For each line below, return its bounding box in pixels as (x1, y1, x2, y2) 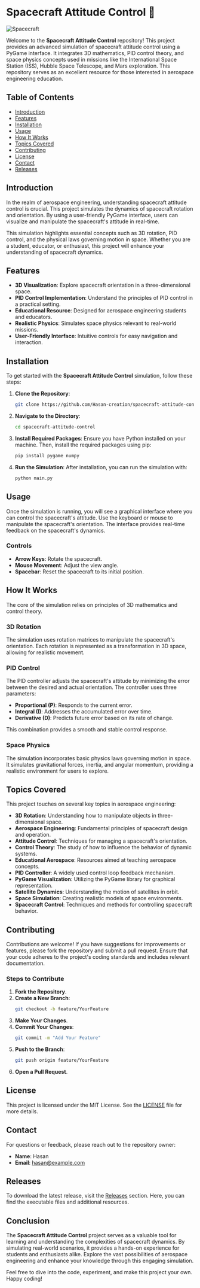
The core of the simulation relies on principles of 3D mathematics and (6, 601, 178, 608)
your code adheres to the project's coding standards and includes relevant (6, 953, 190, 961)
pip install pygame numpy (14, 452, 79, 458)
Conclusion (6, 1216, 50, 1226)
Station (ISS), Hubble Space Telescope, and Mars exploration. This (6, 62, 170, 69)
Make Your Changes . (14, 1017, 68, 1024)
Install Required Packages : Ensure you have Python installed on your (14, 435, 186, 442)
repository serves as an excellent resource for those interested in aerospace (6, 68, 194, 75)
